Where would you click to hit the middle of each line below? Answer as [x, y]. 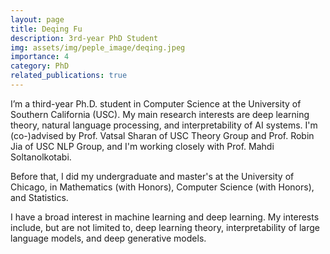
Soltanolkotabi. [41, 157]
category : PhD [40, 66]
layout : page [37, 19]
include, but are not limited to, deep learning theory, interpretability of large [165, 227]
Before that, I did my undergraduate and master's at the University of [152, 176]
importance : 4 [40, 57]
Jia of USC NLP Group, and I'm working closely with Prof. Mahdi [142, 146]
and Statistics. [39, 197]
